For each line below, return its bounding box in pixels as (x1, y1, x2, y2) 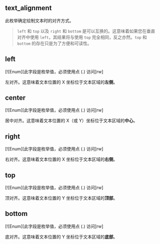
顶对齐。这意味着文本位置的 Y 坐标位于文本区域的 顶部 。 (5, 195, 118, 201)
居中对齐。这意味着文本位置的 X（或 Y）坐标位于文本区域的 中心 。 (5, 118, 138, 123)
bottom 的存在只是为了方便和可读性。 (17, 40, 92, 46)
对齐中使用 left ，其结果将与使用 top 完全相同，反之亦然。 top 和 (17, 34, 147, 40)
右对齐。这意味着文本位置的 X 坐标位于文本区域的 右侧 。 (5, 156, 118, 162)
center (5, 93, 26, 102)
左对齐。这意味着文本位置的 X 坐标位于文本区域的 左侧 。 (5, 79, 118, 85)
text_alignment (5, 4, 52, 12)
